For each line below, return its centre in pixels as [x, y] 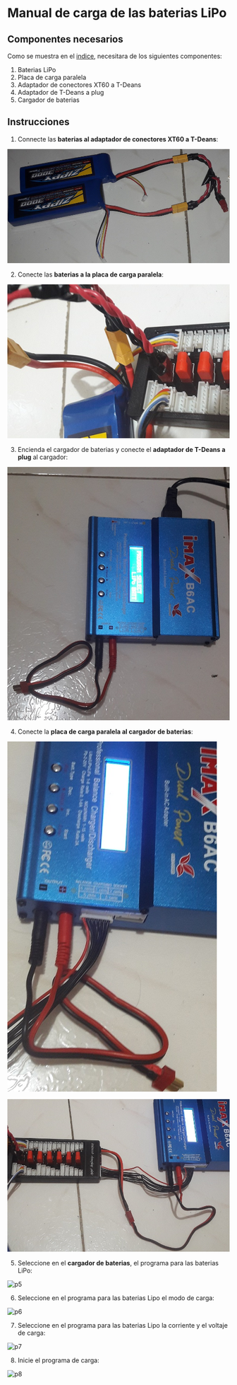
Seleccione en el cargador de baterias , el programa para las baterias [118, 1263]
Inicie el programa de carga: [59, 1360]
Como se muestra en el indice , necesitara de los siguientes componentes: [115, 56]
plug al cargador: [43, 457]
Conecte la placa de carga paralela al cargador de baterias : [105, 732]
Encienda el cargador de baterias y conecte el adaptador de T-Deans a [121, 449]
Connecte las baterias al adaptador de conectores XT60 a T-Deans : [118, 139]
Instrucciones [38, 122]
